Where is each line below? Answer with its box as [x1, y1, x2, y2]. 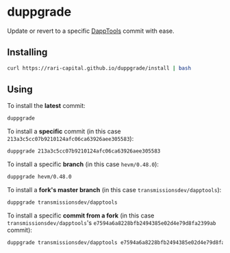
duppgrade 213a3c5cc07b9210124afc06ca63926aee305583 [7, 148, 161, 155]
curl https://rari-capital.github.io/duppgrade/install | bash [7, 64, 192, 72]
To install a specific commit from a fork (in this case [7, 211, 155, 219]
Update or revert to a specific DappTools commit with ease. [7, 27, 175, 35]
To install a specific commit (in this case [7, 127, 121, 135]
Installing [7, 46, 48, 58]
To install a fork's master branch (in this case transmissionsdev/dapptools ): [7, 186, 222, 194]
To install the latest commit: [7, 102, 86, 110]
